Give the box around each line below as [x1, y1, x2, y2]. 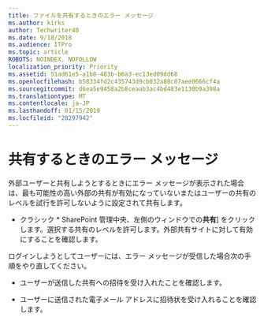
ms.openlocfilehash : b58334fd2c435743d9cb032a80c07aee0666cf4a [8, 77, 221, 85]
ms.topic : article [8, 48, 69, 56]
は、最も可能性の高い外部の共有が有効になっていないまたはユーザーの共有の [8, 188, 257, 197]
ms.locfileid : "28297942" [8, 114, 93, 122]
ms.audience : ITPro [8, 41, 73, 49]
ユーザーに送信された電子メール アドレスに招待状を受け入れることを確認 [19, 294, 257, 304]
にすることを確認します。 [19, 234, 102, 244]
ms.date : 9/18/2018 [8, 33, 73, 42]
